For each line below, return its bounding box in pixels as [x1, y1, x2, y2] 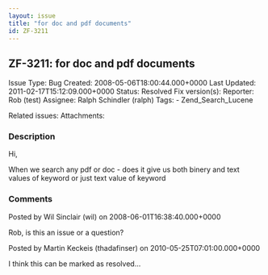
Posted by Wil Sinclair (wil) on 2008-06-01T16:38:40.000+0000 [8, 211, 221, 222]
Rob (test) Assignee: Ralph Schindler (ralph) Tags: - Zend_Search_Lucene [8, 95, 253, 105]
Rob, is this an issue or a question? [8, 227, 124, 237]
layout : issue [8, 11, 57, 20]
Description [8, 131, 56, 142]
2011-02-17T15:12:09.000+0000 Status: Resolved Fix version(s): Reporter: [8, 86, 254, 97]
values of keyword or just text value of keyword [8, 173, 166, 183]
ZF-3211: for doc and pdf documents [8, 56, 195, 70]
